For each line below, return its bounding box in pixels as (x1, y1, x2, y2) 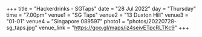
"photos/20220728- (126, 18, 177, 24)
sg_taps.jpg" (6, 24, 37, 31)
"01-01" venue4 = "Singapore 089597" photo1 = (6, 18, 126, 24)
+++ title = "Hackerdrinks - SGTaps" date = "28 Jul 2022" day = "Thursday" (6, 5, 197, 12)
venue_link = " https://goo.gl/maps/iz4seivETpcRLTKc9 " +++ (38, 24, 189, 31)
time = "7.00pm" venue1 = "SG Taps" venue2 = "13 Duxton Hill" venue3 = (6, 11, 189, 18)
